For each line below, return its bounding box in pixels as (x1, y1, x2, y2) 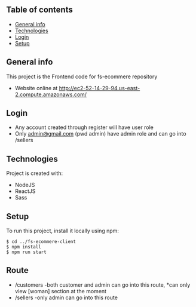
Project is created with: (6, 170, 63, 177)
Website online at (14, 84, 58, 91)
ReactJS (14, 188, 36, 195)
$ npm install (6, 244, 42, 250)
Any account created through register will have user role (14, 124, 154, 131)
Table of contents (6, 5, 73, 15)
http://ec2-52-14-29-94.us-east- (59, 84, 140, 91)
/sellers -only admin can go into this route (14, 294, 118, 301)
